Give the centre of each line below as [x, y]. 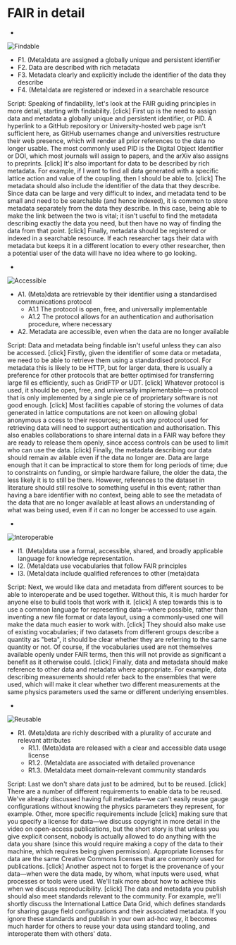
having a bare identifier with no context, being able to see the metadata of [115, 495]
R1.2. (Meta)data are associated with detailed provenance [112, 762]
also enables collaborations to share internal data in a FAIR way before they [116, 435]
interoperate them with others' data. [60, 933]
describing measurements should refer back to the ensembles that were [112, 677]
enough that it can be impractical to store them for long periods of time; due [117, 465]
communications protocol [55, 302]
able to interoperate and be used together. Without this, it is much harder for [118, 594]
